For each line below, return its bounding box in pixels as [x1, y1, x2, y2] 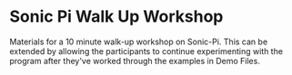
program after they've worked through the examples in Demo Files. [9, 55, 261, 66]
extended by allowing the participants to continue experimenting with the [9, 45, 284, 56]
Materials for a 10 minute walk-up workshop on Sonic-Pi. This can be [9, 36, 268, 47]
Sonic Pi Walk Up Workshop [9, 6, 224, 27]
